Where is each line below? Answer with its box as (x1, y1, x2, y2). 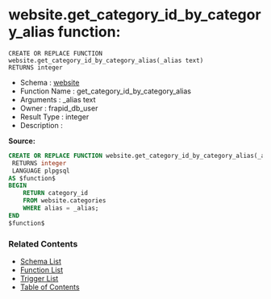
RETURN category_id (23, 189, 89, 197)
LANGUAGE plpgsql (11, 167, 70, 175)
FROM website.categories (23, 197, 106, 205)
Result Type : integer (19, 111, 90, 122)
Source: (8, 135, 36, 146)
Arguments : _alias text (19, 94, 96, 104)
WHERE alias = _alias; (23, 204, 99, 213)
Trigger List (19, 273, 59, 283)
